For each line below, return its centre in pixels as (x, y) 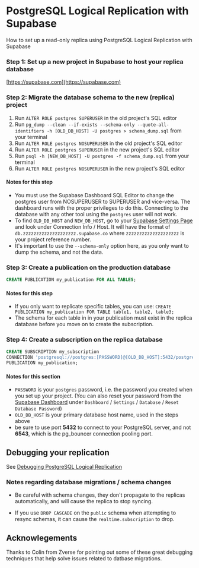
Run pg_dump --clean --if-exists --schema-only (75, 124)
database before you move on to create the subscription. (84, 324)
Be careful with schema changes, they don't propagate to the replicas (100, 495)
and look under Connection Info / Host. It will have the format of (92, 226)
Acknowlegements (42, 538)
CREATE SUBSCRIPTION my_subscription (53, 352)
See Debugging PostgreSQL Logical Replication (64, 467)
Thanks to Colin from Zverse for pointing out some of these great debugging (99, 552)
